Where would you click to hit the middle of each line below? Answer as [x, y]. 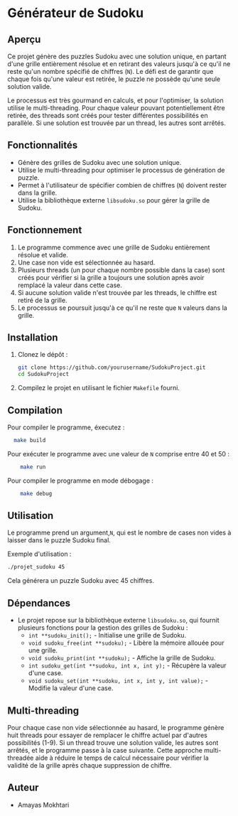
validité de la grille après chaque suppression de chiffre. [90, 765]
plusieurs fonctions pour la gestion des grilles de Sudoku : [103, 628]
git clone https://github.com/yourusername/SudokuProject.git [112, 367]
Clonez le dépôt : [43, 355]
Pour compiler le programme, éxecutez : [66, 427]
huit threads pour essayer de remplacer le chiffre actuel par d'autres [107, 735]
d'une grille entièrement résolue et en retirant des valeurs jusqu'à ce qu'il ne [119, 64]
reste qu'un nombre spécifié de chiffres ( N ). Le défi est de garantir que [110, 71]
